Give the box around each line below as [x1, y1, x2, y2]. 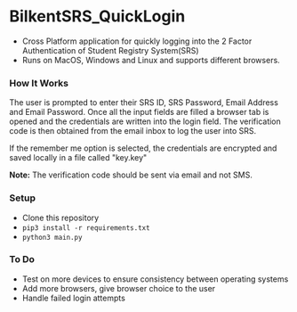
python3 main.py [21, 233, 83, 242]
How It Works [9, 77, 69, 89]
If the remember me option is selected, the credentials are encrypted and [9, 143, 277, 153]
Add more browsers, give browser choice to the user [21, 283, 216, 293]
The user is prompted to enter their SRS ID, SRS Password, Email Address [9, 97, 278, 108]
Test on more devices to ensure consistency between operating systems [21, 274, 289, 284]
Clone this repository [21, 212, 100, 223]
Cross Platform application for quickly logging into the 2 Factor [21, 36, 253, 46]
